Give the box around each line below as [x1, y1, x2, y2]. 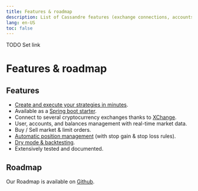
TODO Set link [6, 41, 41, 48]
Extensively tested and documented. [14, 145, 104, 153]
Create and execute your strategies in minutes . [14, 101, 128, 108]
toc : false [6, 25, 33, 31]
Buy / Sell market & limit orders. [14, 127, 91, 134]
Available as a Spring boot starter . [14, 108, 97, 115]
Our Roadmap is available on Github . [6, 178, 95, 185]
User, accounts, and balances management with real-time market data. [14, 120, 187, 127]
